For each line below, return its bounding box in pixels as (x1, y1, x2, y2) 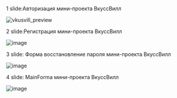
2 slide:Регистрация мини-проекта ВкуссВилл (6, 28, 122, 35)
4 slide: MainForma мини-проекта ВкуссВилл (6, 74, 119, 80)
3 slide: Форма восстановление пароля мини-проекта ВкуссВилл (6, 51, 171, 58)
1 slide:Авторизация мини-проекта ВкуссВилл (6, 5, 122, 12)
